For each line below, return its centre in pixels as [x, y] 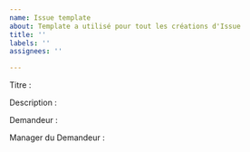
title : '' [28, 34]
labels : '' [30, 43]
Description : [33, 103]
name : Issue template [50, 18]
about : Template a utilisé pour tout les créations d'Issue [125, 26]
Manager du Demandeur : [58, 138]
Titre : [20, 85]
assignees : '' [36, 52]
